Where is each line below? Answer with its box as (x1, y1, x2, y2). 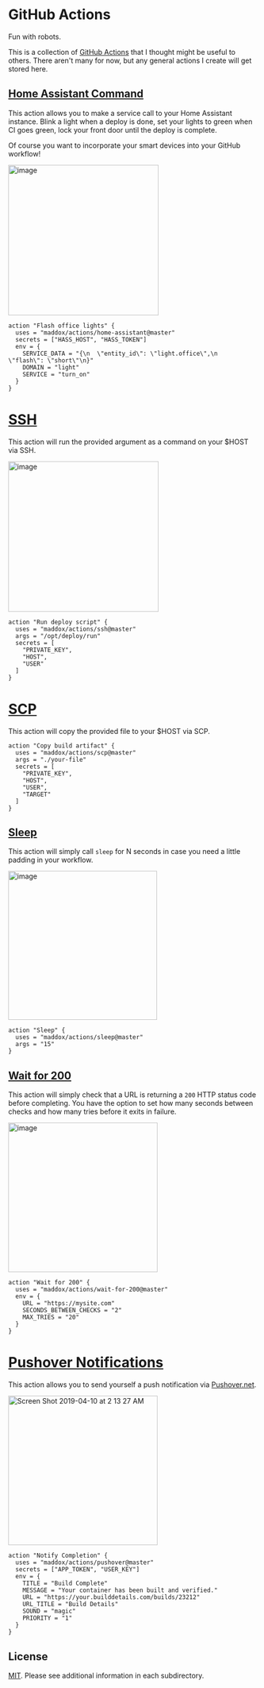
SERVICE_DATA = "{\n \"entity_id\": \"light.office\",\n (22, 350, 218, 357)
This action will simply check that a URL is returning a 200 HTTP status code (8, 1090, 256, 1099)
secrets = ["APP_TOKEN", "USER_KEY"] (15, 1566, 140, 1574)
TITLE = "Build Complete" (22, 1579, 109, 1588)
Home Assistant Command (8, 87, 144, 101)
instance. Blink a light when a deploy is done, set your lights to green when (8, 117, 253, 126)
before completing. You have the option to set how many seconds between (8, 1099, 254, 1108)
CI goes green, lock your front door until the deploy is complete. (8, 125, 218, 134)
